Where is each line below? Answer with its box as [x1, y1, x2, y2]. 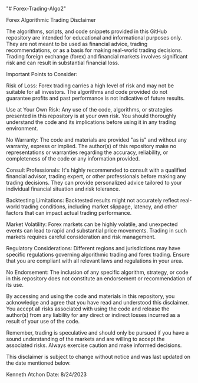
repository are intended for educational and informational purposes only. [6, 34, 183, 41]
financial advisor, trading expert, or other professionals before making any [6, 173, 186, 179]
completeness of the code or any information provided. [6, 155, 140, 162]
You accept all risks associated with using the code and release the [6, 305, 170, 312]
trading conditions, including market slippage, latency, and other [21, 203, 178, 210]
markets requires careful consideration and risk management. [6, 233, 156, 240]
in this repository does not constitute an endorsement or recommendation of [6, 275, 192, 282]
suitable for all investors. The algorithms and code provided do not [6, 89, 168, 95]
